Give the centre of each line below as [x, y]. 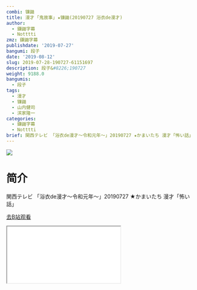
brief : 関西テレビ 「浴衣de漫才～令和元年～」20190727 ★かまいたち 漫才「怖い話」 [100, 136]
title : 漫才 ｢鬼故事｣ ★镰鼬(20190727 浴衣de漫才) [64, 18]
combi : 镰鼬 [20, 12]
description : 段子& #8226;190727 [46, 68]
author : [16, 23]
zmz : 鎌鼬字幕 [22, 40]
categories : [21, 118]
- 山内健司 [24, 107]
